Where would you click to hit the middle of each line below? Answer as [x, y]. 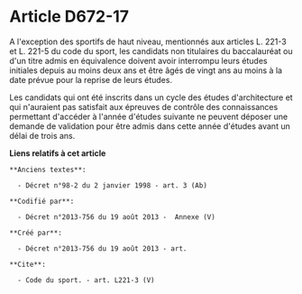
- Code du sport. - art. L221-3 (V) [86, 280]
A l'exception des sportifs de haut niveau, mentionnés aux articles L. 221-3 [148, 41]
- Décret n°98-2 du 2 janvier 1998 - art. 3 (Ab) [112, 185]
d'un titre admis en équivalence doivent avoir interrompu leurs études [138, 60]
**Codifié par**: [42, 201]
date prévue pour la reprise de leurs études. [91, 79]
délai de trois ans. [42, 135]
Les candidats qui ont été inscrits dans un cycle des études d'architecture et [151, 97]
